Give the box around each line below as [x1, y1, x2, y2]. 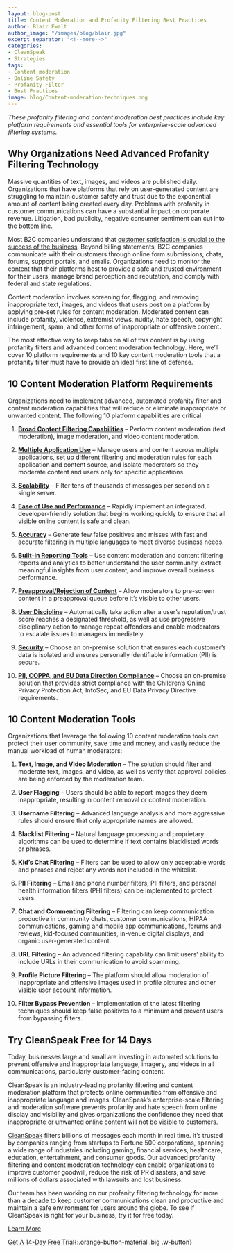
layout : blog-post [8, 10, 61, 17]
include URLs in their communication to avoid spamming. [17, 958, 181, 966]
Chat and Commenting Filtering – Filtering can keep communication [17, 907, 214, 915]
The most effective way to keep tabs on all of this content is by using [8, 335, 205, 344]
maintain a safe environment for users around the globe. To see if [8, 1204, 195, 1212]
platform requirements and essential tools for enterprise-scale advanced [8, 121, 217, 128]
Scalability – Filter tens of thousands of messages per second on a [17, 481, 210, 490]
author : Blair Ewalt [8, 23, 68, 30]
